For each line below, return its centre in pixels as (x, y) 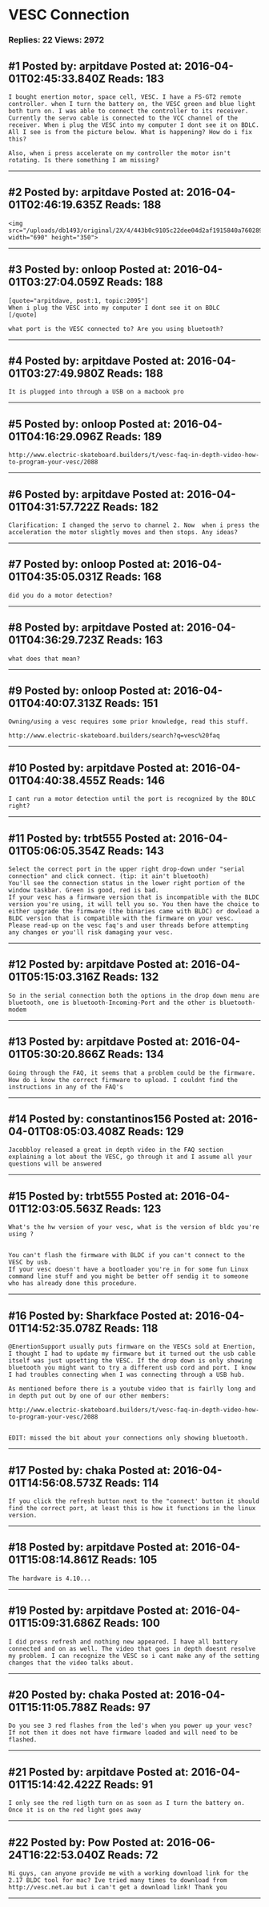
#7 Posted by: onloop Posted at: (89, 564)
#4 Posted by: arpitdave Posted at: (96, 360)
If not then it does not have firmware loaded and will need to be (123, 1733)
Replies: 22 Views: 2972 (56, 40)
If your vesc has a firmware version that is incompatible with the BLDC (134, 897)
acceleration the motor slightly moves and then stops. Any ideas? (123, 532)
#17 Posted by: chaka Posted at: (89, 1470)
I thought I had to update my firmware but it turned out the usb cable (132, 1354)
